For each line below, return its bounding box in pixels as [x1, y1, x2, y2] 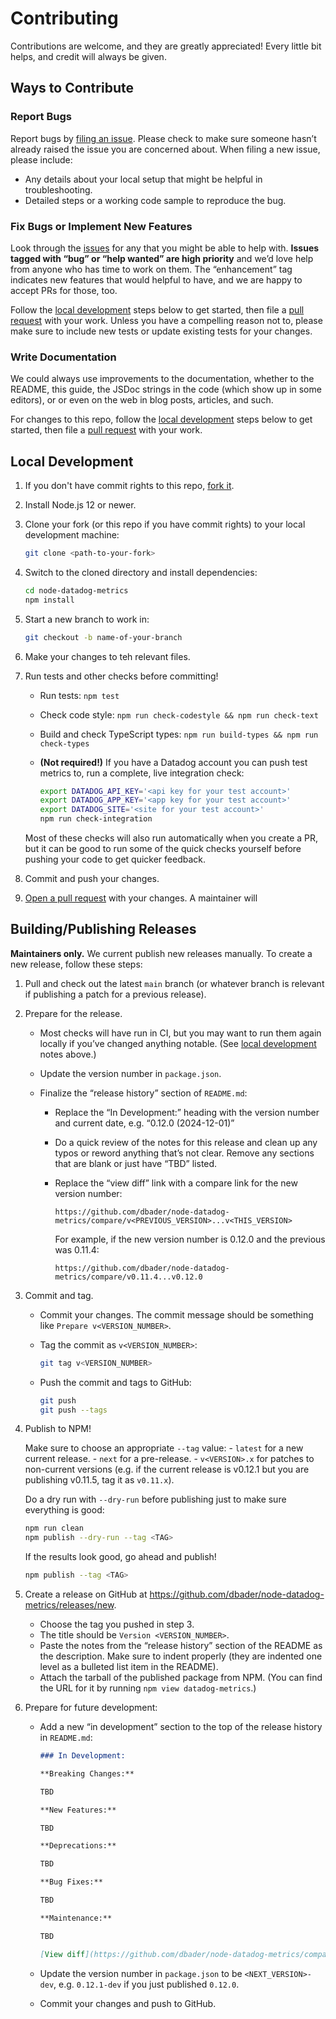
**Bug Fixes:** [39, 1877, 103, 1887]
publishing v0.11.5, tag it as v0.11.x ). [24, 1474, 175, 1486]
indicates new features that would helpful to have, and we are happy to [10, 273, 303, 286]
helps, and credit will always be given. [10, 50, 167, 62]
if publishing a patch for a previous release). [24, 988, 207, 1000]
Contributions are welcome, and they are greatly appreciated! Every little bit [10, 40, 322, 52]
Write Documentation [10, 350, 117, 364]
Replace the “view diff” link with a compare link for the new [54, 1177, 298, 1189]
